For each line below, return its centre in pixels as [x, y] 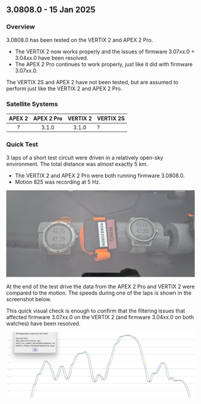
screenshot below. [29, 299]
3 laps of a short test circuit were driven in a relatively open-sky [85, 157]
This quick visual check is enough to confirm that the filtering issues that [96, 311]
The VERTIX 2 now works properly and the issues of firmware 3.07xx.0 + [105, 51]
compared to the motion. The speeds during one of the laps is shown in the [99, 293]
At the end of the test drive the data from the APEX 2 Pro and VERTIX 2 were [100, 287]
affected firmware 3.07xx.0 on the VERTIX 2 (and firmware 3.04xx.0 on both [100, 317]
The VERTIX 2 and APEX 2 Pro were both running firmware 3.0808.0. [100, 175]
